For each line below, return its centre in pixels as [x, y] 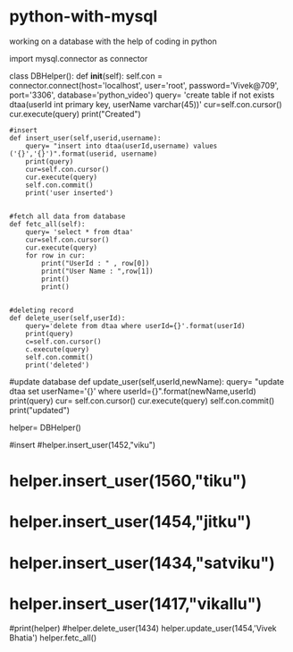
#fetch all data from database [67, 216]
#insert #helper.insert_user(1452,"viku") [83, 445]
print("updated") [39, 410]
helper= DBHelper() [46, 428]
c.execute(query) [58, 349]
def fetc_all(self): [48, 224]
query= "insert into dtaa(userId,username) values [121, 146]
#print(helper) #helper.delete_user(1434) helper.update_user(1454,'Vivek [143, 629]
